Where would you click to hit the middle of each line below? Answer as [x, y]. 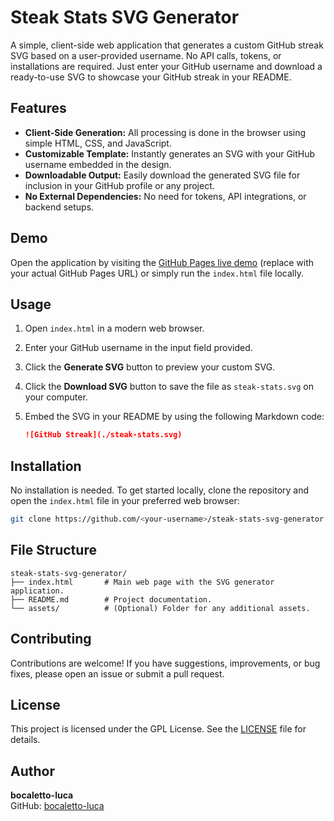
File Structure [53, 550]
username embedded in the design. [98, 164]
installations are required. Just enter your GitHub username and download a [166, 66]
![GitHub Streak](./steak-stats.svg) [103, 435]
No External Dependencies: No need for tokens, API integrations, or [165, 196]
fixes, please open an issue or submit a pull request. [117, 673]
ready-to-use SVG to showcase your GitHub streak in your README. [151, 77]
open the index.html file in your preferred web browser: [125, 501]
